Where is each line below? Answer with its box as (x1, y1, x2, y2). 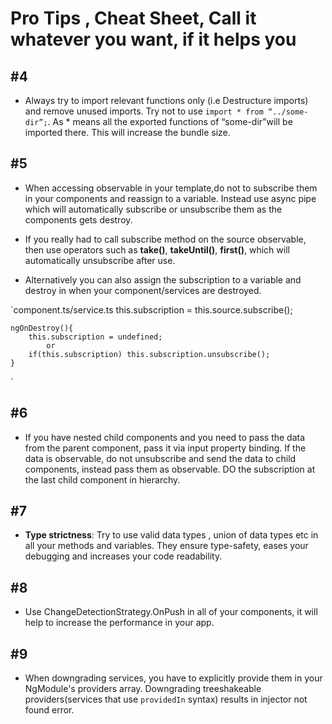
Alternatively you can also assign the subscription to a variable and (24, 273, 302, 286)
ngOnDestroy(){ (10, 323, 74, 333)
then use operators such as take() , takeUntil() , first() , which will (24, 243, 290, 256)
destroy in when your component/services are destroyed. (24, 284, 262, 296)
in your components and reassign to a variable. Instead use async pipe (24, 192, 317, 204)
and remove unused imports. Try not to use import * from (24, 105, 264, 117)
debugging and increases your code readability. (24, 550, 223, 562)
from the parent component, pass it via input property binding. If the (24, 442, 307, 454)
